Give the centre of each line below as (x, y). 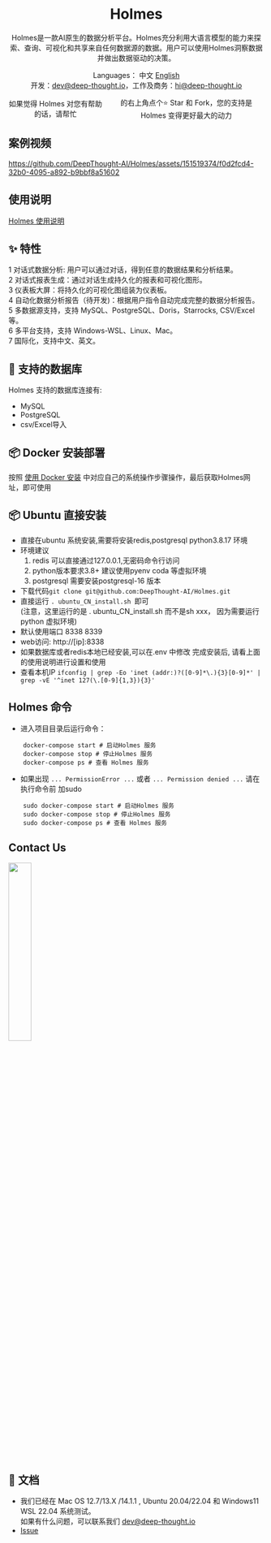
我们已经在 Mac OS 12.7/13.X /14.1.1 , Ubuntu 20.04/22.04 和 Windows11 (140, 1501)
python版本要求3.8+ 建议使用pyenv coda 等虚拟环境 (119, 570)
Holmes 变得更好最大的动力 (187, 115)
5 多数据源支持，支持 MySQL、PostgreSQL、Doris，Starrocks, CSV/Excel (132, 310)
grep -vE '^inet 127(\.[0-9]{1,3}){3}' (88, 680)
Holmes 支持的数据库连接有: (55, 390)
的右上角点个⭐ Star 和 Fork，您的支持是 (187, 102)
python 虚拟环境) (48, 621)
